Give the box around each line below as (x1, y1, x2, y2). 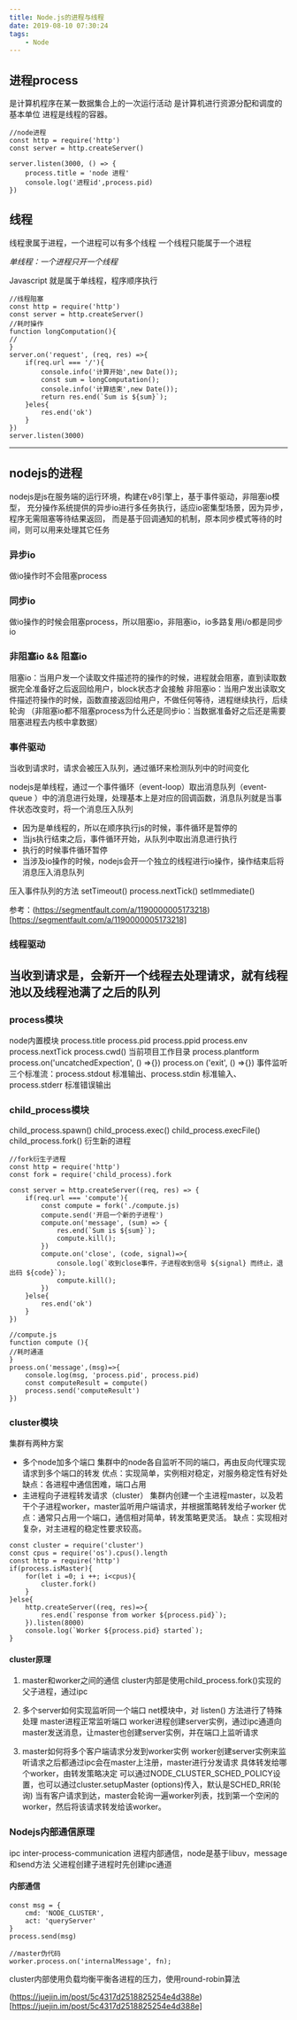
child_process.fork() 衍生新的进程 (9, 1135, 131, 1146)
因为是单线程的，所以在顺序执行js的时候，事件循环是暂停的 (21, 822, 238, 833)
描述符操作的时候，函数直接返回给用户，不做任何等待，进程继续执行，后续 (16, 694, 288, 705)
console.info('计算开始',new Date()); (41, 367, 179, 377)
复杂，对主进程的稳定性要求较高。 (21, 1524, 147, 1534)
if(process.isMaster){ (9, 1564, 93, 1573)
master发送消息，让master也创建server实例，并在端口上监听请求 (21, 1728, 259, 1738)
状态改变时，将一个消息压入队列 (16, 803, 133, 814)
